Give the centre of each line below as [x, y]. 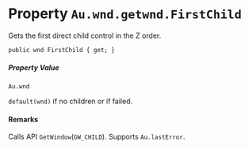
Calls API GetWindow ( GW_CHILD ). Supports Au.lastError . [97, 137]
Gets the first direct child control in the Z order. [85, 35]
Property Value [34, 67]
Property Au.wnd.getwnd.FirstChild [125, 14]
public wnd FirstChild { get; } [61, 50]
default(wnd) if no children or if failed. [71, 101]
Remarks [23, 119]
